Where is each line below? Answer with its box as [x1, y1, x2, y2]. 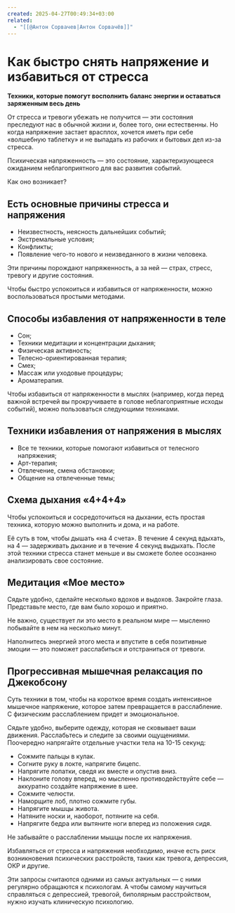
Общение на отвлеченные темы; [17, 473, 116, 482]
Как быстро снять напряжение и [7, 53, 209, 70]
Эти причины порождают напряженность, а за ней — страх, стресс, [7, 264, 213, 272]
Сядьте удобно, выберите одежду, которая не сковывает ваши [7, 724, 196, 732]
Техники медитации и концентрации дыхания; [17, 338, 156, 347]
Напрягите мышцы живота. [17, 805, 100, 813]
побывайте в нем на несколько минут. [7, 624, 123, 632]
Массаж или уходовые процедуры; [17, 369, 123, 377]
